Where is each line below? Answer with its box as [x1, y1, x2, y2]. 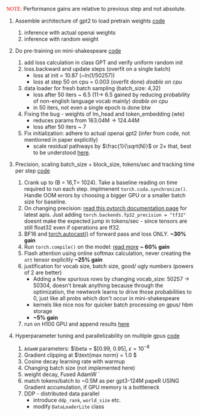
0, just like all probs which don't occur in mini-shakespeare [33, 295, 180, 302]
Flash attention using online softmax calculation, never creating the [24, 249, 191, 257]
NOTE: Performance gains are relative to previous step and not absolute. [6, 5, 186, 12]
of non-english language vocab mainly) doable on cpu [33, 97, 168, 105]
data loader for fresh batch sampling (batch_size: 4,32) [24, 85, 161, 91]
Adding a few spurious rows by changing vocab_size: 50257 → [33, 276, 190, 282]
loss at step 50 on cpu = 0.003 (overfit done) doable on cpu [33, 78, 182, 85]
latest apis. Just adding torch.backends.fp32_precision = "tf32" [24, 211, 186, 218]
